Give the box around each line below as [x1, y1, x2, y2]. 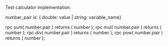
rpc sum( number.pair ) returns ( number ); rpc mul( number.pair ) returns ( [5, 24, 162, 30]
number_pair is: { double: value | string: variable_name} [5, 14, 122, 20]
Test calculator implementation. [5, 5, 71, 10]
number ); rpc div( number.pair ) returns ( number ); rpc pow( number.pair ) [5, 30, 163, 35]
